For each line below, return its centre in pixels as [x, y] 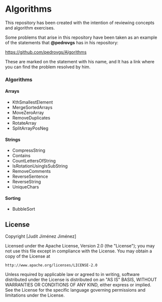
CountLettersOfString [34, 161]
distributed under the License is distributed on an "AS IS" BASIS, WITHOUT [81, 280]
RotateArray [24, 123]
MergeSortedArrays [32, 108]
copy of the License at [28, 256]
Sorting [13, 198]
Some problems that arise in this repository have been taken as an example [81, 37]
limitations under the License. [35, 295]
